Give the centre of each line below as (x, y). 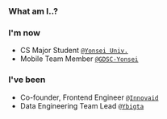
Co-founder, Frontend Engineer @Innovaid (89, 97)
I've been (27, 80)
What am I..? (33, 11)
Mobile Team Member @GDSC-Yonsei (79, 59)
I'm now (24, 32)
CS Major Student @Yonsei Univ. (74, 51)
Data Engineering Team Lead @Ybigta (82, 105)
